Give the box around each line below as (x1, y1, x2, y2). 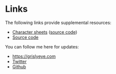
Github (12, 64, 26, 70)
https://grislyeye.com (12, 53, 56, 59)
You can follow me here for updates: (5, 44, 79, 49)
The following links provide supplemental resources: (5, 20, 112, 25)
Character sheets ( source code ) (12, 29, 77, 35)
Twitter (12, 58, 27, 64)
